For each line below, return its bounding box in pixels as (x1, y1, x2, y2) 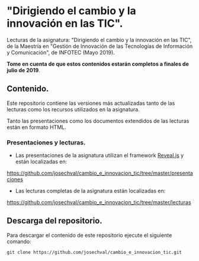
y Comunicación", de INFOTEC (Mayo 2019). (7, 49, 115, 56)
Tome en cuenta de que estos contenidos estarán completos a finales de (7, 60, 189, 67)
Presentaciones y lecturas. (7, 138, 86, 146)
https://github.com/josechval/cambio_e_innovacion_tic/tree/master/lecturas (7, 199, 191, 206)
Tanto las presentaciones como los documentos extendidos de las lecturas (7, 117, 190, 124)
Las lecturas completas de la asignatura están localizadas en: (15, 188, 166, 195)
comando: (7, 238, 31, 245)
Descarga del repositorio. (7, 216, 102, 226)
